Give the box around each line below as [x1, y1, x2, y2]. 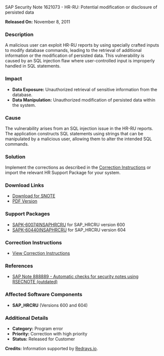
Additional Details [5, 314, 48, 321]
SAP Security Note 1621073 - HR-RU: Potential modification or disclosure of [5, 4, 158, 10]
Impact [5, 76, 23, 82]
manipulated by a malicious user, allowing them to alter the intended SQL [5, 136, 152, 142]
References [5, 262, 33, 269]
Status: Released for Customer [12, 336, 75, 342]
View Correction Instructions [12, 250, 70, 256]
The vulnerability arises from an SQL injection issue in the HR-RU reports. [5, 125, 153, 131]
